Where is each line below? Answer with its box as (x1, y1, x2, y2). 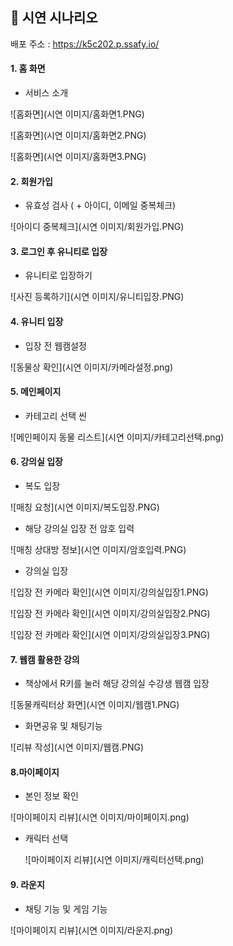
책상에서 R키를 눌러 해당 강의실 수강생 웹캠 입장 (24, 678, 210, 690)
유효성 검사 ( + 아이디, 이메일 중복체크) (24, 199, 177, 212)
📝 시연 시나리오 (10, 9, 98, 27)
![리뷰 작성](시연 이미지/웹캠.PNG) (10, 741, 145, 753)
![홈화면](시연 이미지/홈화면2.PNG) (10, 129, 147, 142)
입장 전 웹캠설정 (24, 339, 87, 352)
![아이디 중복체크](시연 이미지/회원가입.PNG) (10, 221, 185, 233)
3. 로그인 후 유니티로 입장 (10, 245, 108, 257)
